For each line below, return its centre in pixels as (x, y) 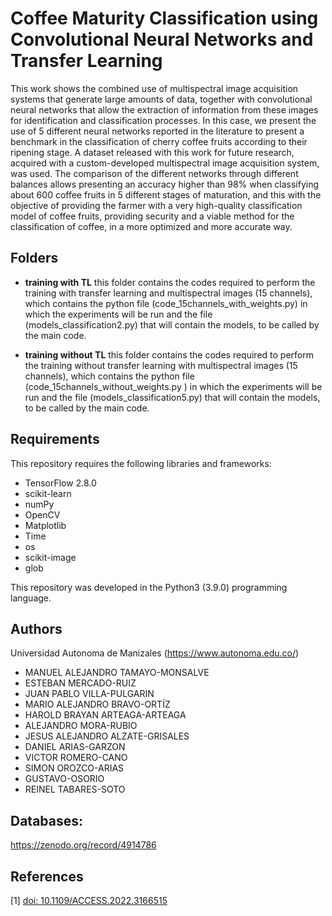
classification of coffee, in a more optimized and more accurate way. (151, 226)
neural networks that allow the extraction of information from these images (164, 109)
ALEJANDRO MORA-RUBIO (81, 726)
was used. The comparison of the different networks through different (154, 173)
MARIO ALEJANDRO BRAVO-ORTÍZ (97, 704)
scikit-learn (48, 493)
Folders (34, 258)
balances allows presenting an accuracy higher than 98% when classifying (165, 184)
